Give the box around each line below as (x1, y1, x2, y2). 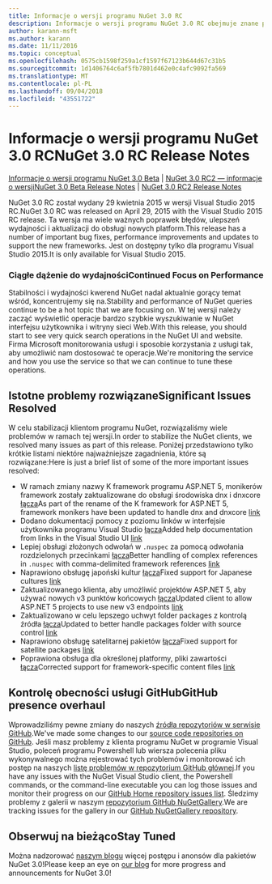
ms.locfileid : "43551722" (8, 95, 96, 103)
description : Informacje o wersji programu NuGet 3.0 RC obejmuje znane (8, 19, 259, 28)
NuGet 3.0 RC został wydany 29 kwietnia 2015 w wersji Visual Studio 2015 (8, 198, 256, 207)
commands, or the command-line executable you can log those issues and (8, 780, 257, 790)
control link (19, 628, 58, 638)
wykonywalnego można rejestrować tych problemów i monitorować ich (8, 754, 245, 764)
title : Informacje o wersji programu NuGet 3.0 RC (8, 11, 183, 20)
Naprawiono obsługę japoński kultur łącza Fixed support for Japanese (19, 567, 253, 577)
